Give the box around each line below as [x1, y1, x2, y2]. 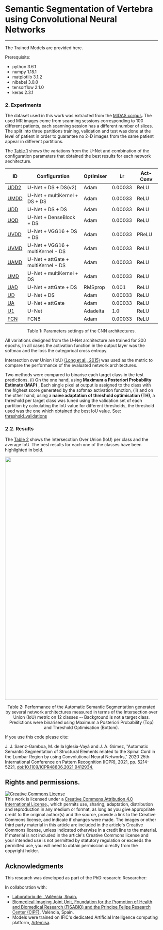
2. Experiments [5, 101, 42, 108]
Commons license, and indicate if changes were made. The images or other [5, 817, 157, 823]
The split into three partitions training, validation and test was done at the [5, 128, 151, 134]
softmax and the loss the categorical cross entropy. [5, 348, 108, 354]
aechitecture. [5, 158, 32, 164]
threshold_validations [5, 413, 48, 419]
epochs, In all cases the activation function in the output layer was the [5, 343, 145, 348]
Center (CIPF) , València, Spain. [12, 909, 74, 915]
